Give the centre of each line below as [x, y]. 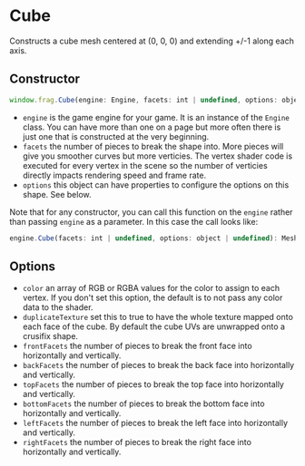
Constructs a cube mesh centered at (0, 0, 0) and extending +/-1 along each [152, 41]
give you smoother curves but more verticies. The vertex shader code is [157, 156]
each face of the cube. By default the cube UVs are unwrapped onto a [154, 326]
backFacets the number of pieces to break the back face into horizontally [158, 365]
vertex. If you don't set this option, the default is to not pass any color [152, 298]
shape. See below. [57, 194]
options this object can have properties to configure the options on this [156, 184]
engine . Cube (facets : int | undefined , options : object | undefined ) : [144, 238]
